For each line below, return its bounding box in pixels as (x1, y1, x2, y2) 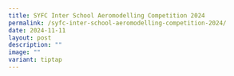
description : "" (8, 41, 62, 49)
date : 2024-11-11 (8, 26, 66, 34)
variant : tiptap (8, 56, 62, 64)
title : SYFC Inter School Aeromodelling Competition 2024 (8, 11, 205, 20)
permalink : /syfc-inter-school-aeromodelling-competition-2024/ (8, 19, 227, 27)
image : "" (8, 48, 42, 56)
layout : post (8, 33, 52, 42)
